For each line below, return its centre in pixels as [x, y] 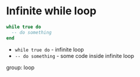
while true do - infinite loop [49, 50]
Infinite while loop [51, 11]
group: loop [20, 67]
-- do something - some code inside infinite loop [74, 56]
